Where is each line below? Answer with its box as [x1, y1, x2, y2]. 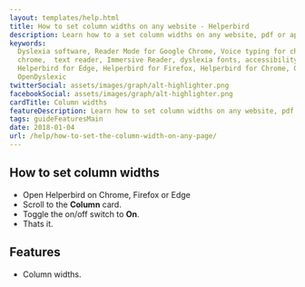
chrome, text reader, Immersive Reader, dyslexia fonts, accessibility [17, 55, 299, 64]
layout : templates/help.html [9, 13, 120, 23]
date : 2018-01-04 [9, 124, 75, 133]
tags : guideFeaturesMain [9, 114, 103, 124]
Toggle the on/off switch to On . [22, 208, 140, 219]
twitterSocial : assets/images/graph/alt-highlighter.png [9, 81, 230, 90]
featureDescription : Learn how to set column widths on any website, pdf [9, 106, 295, 115]
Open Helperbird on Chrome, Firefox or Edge [22, 189, 191, 200]
